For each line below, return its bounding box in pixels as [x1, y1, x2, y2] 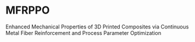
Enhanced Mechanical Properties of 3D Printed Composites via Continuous [5, 23, 189, 30]
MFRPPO [5, 4, 50, 17]
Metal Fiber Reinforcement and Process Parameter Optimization [5, 29, 161, 36]
